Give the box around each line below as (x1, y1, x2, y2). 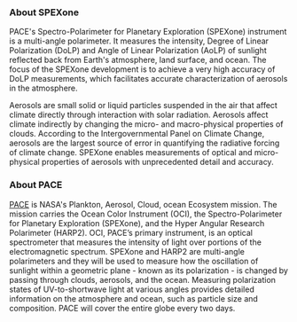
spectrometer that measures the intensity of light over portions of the (9, 237, 262, 247)
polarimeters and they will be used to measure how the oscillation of (9, 255, 259, 266)
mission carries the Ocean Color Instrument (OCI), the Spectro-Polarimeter (9, 208, 283, 219)
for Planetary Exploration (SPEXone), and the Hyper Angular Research (9, 217, 265, 228)
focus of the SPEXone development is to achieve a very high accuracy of (9, 64, 276, 75)
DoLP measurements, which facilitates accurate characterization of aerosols (9, 74, 288, 84)
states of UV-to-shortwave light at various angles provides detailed (9, 284, 254, 295)
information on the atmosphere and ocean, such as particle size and (9, 293, 259, 303)
